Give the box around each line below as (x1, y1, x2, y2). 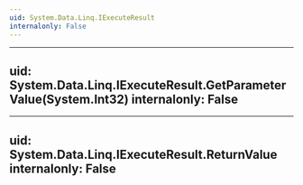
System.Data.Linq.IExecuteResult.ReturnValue (9, 146, 278, 162)
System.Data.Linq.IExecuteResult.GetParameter (9, 78, 287, 93)
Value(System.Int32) (9, 91, 129, 106)
